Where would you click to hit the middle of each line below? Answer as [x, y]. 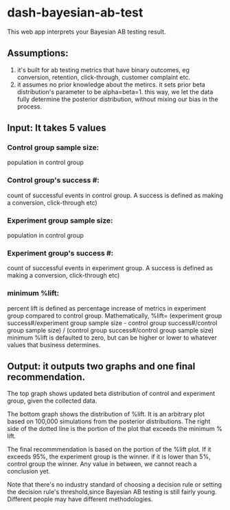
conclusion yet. [29, 472]
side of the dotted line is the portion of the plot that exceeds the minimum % [115, 429]
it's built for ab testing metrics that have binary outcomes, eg [103, 69]
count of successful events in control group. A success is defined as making [115, 195]
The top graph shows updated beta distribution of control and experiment [111, 394]
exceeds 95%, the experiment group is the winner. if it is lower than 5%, [109, 457]
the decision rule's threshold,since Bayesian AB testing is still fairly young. [112, 492]
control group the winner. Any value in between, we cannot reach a [102, 464]
